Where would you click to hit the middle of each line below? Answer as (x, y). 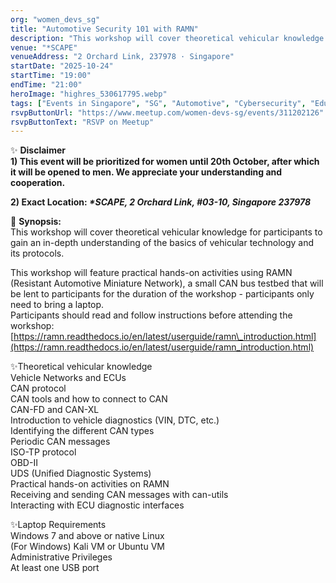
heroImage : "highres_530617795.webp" (89, 94)
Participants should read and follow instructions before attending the (151, 315)
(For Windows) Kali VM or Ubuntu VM (87, 547)
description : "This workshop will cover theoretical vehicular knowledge (167, 38)
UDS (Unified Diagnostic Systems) (81, 473)
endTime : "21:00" (46, 85)
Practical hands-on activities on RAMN (90, 484)
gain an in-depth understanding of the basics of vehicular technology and (162, 243)
